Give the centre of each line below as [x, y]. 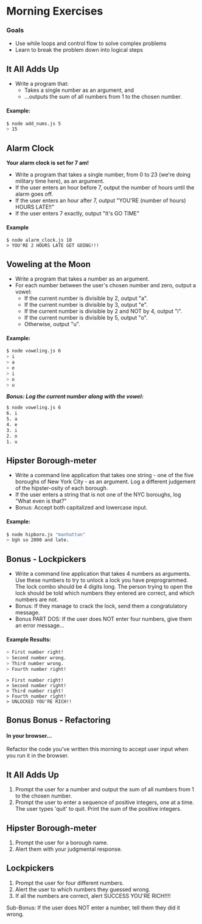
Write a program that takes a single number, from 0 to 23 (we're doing [103, 175]
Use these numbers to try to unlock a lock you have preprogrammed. [102, 580]
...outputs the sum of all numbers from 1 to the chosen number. [103, 97]
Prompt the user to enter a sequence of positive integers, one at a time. [105, 802]
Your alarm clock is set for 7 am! [48, 163]
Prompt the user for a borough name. [61, 843]
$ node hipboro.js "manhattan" [46, 534]
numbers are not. [37, 600]
